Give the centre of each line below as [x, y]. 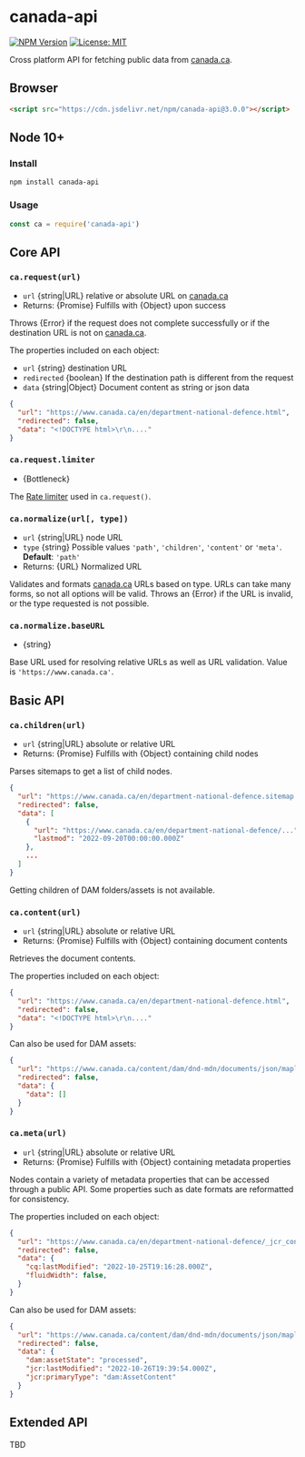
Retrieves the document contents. [73, 958]
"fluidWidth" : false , [66, 1276]
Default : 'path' [51, 557]
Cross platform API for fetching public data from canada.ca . [121, 59]
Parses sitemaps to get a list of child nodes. [91, 772]
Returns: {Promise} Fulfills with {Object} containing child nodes [140, 754]
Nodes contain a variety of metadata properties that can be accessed [139, 1179]
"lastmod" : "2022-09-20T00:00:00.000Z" [108, 839]
